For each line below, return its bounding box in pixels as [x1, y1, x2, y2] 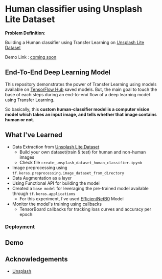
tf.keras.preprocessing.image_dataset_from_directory [12, 171, 124, 175]
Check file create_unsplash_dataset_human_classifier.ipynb [19, 159, 142, 165]
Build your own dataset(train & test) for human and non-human [19, 149, 146, 155]
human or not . [5, 116, 34, 123]
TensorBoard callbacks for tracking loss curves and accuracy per [19, 206, 152, 212]
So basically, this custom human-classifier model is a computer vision [5, 106, 150, 112]
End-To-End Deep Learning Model [5, 68, 111, 77]
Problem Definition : [5, 30, 46, 36]
